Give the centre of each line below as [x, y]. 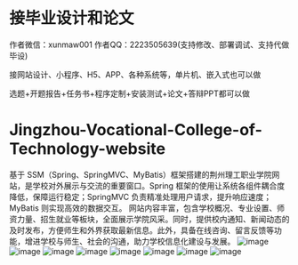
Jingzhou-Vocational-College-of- [136, 130]
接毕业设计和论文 [72, 18]
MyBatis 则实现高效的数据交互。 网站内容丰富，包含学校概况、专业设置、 [143, 208]
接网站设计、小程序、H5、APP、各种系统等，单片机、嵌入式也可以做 [135, 74]
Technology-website [88, 149]
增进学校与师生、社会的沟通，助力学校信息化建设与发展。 [130, 241]
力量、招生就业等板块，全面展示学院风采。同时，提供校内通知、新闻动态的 [153, 219]
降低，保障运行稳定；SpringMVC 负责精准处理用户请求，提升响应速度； [141, 197]
